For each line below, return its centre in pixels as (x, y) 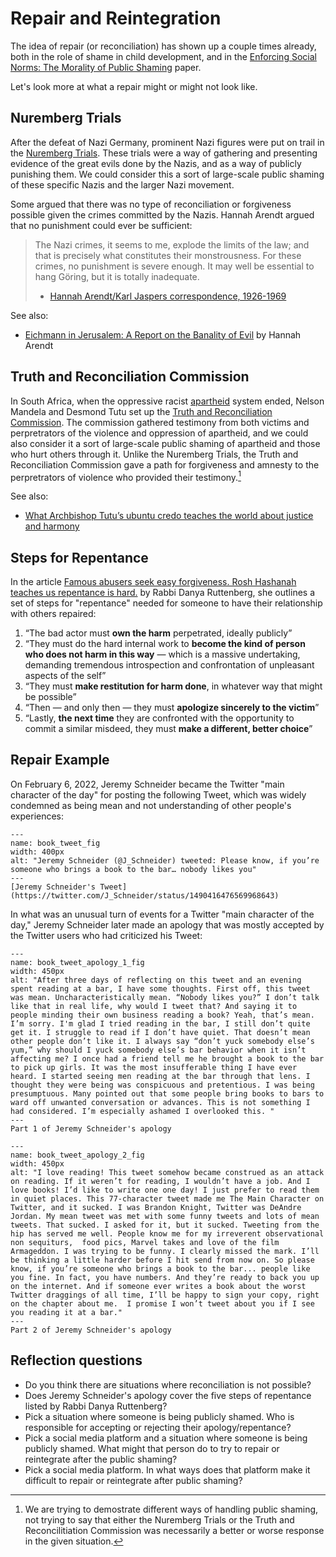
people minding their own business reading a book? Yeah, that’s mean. (162, 1015)
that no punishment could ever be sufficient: (101, 225)
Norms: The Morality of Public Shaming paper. (106, 67)
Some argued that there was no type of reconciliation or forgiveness (151, 204)
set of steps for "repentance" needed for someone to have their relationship (166, 603)
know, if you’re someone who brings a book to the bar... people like (160, 1268)
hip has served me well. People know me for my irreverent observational (167, 1233)
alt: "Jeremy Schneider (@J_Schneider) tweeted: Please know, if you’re (165, 860)
